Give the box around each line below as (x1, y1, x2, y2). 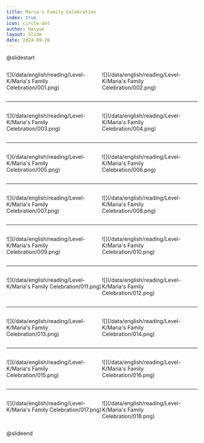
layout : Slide (6, 32, 42, 38)
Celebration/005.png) (6, 166, 61, 173)
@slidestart (6, 54, 35, 61)
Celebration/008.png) (102, 208, 156, 214)
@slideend (6, 430, 33, 437)
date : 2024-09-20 (6, 37, 50, 43)
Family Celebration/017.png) (32, 406, 102, 413)
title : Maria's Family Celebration (6, 9, 97, 15)
